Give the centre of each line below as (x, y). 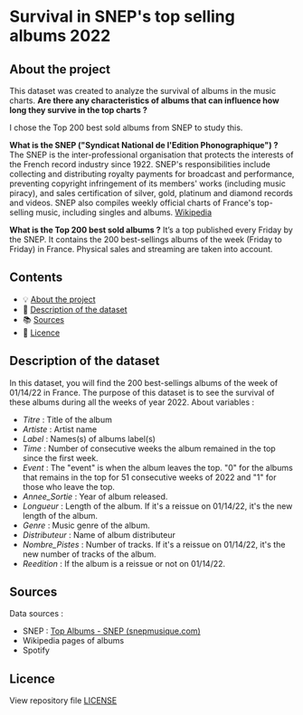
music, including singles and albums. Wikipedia (124, 212)
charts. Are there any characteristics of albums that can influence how (144, 100)
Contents (36, 278)
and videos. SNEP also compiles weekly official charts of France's (133, 202)
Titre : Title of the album (67, 419)
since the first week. (60, 457)
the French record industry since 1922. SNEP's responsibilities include (140, 164)
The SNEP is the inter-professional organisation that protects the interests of (151, 155)
